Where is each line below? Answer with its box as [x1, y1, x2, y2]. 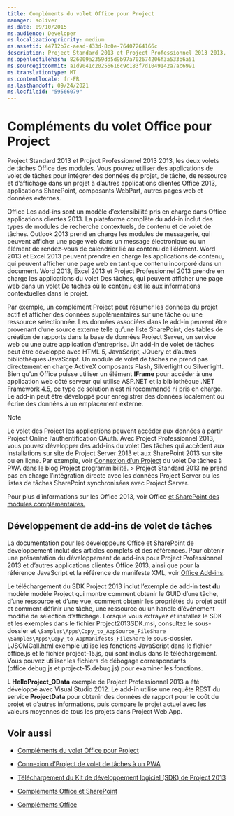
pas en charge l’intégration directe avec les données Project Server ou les [7, 471, 220, 480]
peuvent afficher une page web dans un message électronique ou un [7, 237, 206, 246]
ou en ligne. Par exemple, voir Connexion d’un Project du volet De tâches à [7, 457, 222, 465]
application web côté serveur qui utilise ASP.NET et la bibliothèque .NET [7, 378, 215, 386]
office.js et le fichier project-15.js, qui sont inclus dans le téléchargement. [7, 649, 218, 657]
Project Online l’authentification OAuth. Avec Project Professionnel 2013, [7, 434, 215, 443]
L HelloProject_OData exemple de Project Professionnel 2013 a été [7, 677, 200, 686]
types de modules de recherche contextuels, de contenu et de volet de [7, 222, 212, 231]
